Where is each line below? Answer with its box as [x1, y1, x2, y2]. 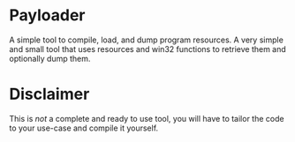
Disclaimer [9, 85, 90, 104]
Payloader [9, 5, 86, 26]
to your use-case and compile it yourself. [9, 123, 159, 133]
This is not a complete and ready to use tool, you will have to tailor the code [9, 113, 284, 123]
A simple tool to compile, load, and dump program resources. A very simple [9, 34, 284, 45]
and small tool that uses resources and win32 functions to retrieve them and [9, 43, 287, 54]
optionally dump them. [9, 53, 91, 64]
